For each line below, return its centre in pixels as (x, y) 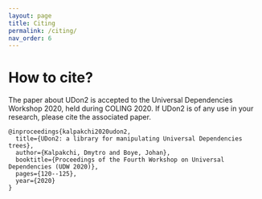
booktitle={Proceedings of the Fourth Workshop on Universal (120, 160)
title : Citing (32, 23)
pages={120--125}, (47, 174)
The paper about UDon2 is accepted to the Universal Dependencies (121, 100)
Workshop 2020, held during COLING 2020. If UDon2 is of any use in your (131, 108)
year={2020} (36, 181)
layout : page (30, 16)
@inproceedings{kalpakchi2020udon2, (70, 132)
